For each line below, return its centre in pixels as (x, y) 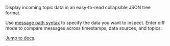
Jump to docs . (20, 38)
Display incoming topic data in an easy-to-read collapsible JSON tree (78, 7)
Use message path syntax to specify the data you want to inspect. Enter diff (85, 23)
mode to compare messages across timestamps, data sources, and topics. (84, 28)
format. (13, 13)
